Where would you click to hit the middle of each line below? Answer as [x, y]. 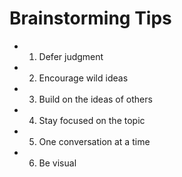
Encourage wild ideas [83, 78]
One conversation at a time [94, 141]
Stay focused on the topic [92, 120]
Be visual [57, 163]
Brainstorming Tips [90, 18]
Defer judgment [71, 56]
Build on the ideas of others [95, 99]
